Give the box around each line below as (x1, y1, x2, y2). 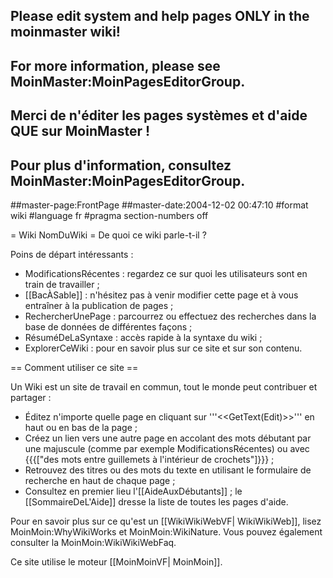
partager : (10, 391, 52, 403)
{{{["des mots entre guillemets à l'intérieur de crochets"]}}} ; (24, 453, 275, 465)
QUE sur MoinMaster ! (10, 123, 151, 140)
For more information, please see (10, 57, 221, 74)
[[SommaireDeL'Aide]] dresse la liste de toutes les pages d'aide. (24, 495, 289, 508)
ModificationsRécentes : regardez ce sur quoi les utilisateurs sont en (24, 267, 308, 279)
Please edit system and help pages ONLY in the (10, 8, 310, 25)
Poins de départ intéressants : (10, 248, 134, 260)
